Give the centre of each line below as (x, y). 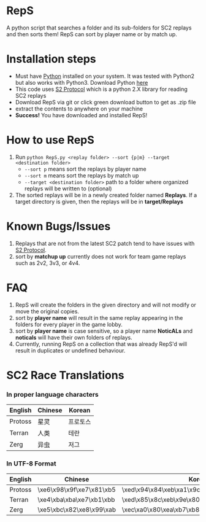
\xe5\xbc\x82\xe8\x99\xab (77, 510)
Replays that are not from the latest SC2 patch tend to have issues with (105, 243)
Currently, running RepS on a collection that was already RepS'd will (101, 344)
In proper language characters (53, 394)
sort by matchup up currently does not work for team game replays (101, 256)
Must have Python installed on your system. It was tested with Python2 (105, 76)
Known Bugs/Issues (59, 226)
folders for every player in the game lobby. (69, 324)
